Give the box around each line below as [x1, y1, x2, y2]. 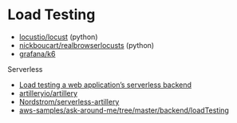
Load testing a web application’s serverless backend [18, 80, 192, 89]
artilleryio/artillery [18, 88, 77, 97]
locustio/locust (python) [18, 32, 98, 42]
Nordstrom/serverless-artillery [18, 97, 120, 106]
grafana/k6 [18, 49, 56, 58]
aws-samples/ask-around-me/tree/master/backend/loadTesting [18, 105, 229, 115]
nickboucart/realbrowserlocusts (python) [18, 40, 155, 50]
